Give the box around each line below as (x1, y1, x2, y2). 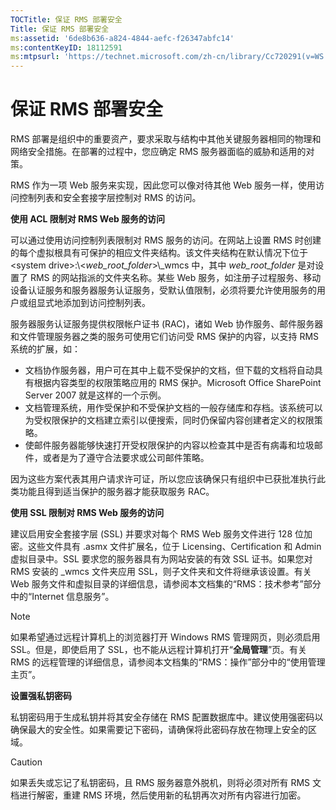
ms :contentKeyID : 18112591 (10, 42, 123, 53)
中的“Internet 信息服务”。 (10, 591, 115, 603)
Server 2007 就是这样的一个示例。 (24, 389, 167, 401)
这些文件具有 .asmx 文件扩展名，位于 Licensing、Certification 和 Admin (27, 541, 322, 553)
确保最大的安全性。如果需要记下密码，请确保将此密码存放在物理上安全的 (10, 724, 308, 736)
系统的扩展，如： (10, 343, 81, 355)
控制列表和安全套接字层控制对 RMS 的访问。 (18, 192, 202, 204)
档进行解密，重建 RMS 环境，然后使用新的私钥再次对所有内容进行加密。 (10, 789, 307, 801)
